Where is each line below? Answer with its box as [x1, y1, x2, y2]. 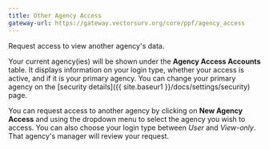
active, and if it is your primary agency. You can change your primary [8, 73, 236, 83]
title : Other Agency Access [8, 11, 102, 20]
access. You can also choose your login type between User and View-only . [8, 123, 256, 132]
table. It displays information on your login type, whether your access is [8, 65, 244, 74]
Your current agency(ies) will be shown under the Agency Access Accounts [8, 57, 261, 66]
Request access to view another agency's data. [8, 41, 165, 50]
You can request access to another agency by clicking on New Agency [8, 105, 243, 116]
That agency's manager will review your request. [8, 131, 170, 140]
